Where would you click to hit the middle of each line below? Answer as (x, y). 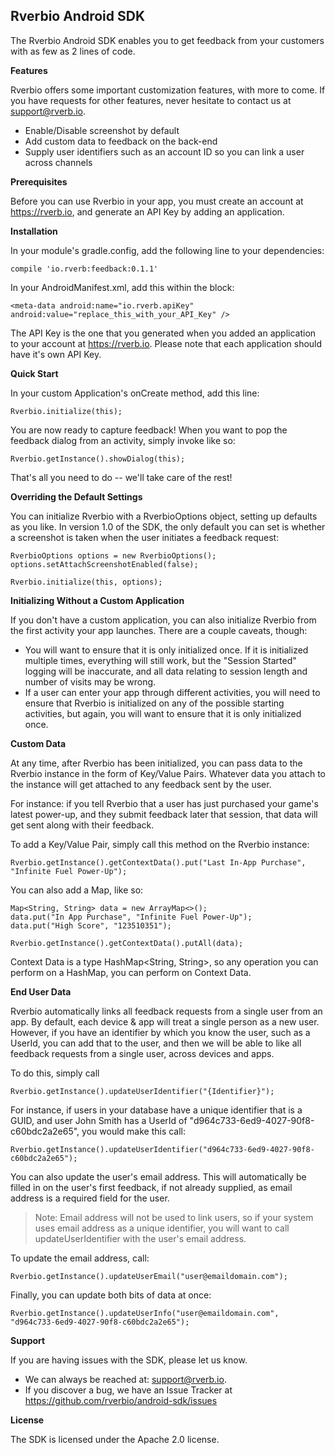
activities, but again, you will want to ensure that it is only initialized (163, 713)
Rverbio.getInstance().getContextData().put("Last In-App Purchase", (158, 862)
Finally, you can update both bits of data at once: (111, 1295)
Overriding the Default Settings (76, 496)
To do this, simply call (55, 1073)
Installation (34, 231)
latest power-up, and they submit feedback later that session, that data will (164, 814)
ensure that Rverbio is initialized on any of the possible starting (154, 703)
